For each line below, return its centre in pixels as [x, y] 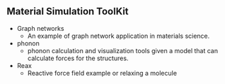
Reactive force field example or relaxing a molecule [102, 73]
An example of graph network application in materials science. [119, 36]
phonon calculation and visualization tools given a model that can [123, 50]
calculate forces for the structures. [78, 58]
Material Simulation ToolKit [68, 12]
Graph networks [40, 28]
